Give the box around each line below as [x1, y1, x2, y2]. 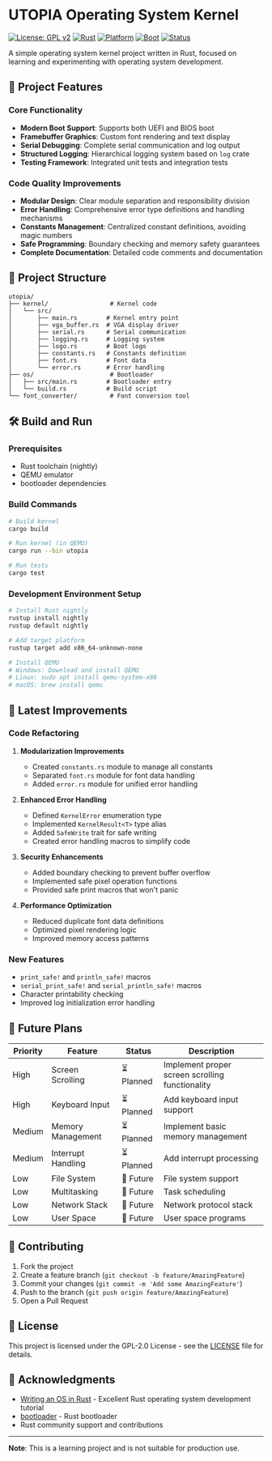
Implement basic [163, 1121, 227, 1132]
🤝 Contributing [8, 1240, 84, 1254]
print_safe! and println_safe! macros [19, 972, 151, 982]
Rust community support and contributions [19, 1420, 164, 1430]
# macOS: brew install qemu [8, 681, 104, 689]
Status [125, 1045, 152, 1056]
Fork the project [19, 1261, 74, 1271]
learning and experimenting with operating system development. [8, 57, 224, 66]
